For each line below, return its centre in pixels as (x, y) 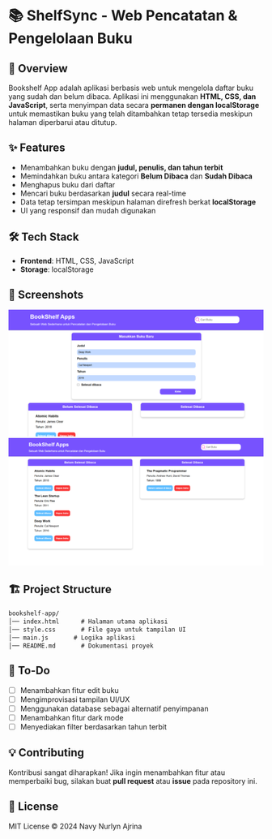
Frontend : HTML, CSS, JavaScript (77, 260)
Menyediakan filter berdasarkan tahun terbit (93, 726)
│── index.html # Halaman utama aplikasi (88, 622)
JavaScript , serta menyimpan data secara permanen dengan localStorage (134, 105)
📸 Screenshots (46, 295)
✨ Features (37, 148)
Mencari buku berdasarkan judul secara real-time (103, 193)
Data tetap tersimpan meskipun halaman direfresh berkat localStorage (138, 202)
